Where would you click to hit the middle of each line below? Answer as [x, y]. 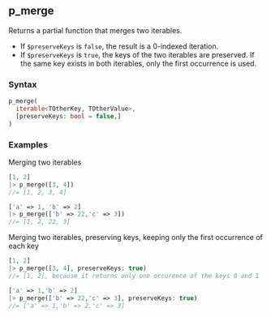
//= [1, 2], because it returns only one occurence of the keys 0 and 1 [134, 276]
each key [24, 246]
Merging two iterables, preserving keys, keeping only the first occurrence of [136, 238]
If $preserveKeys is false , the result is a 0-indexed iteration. [119, 46]
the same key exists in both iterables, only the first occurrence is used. [138, 63]
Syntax [23, 84]
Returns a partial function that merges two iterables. [95, 30]
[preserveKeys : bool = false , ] [69, 116]
